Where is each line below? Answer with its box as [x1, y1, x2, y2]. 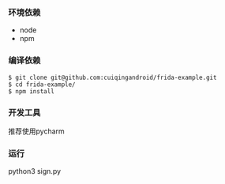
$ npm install [8, 87, 55, 96]
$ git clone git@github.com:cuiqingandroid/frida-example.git [8, 73, 217, 81]
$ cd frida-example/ [8, 81, 77, 88]
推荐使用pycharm [8, 126, 65, 136]
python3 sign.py [8, 167, 62, 176]
